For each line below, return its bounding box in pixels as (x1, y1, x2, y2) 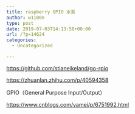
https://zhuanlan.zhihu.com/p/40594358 (6, 76, 109, 84)
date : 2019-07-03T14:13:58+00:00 (6, 25, 91, 32)
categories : (6, 37, 36, 43)
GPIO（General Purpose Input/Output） (6, 89, 106, 96)
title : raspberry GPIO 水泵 (6, 8, 76, 15)
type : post (6, 20, 34, 26)
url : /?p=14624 (6, 32, 45, 38)
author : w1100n (6, 15, 45, 21)
